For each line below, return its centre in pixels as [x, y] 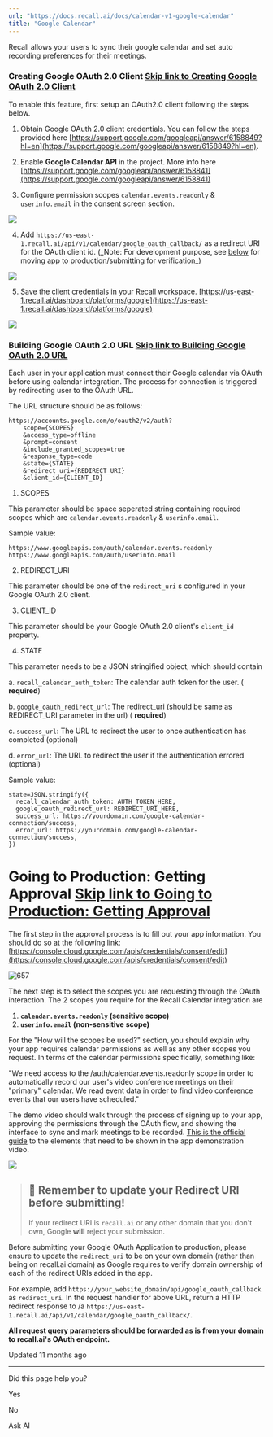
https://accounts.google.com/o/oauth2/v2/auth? [91, 421]
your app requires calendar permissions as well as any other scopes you [130, 1049]
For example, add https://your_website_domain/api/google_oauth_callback [135, 1288]
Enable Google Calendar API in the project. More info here [118, 162]
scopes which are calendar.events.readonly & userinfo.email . [114, 518]
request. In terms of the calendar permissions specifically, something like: [132, 1058]
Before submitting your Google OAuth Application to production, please [128, 1247]
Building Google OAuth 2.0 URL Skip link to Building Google [127, 345]
